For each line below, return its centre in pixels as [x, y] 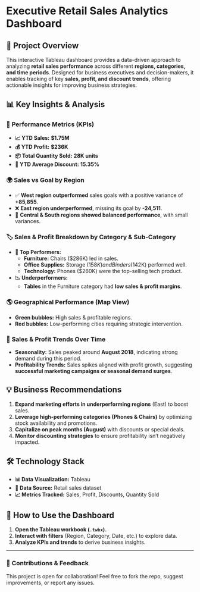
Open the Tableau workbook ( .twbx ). [61, 530]
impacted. [27, 442]
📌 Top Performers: [38, 252]
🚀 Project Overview [43, 46]
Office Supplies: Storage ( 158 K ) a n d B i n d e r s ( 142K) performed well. [105, 265]
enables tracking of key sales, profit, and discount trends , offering [89, 79]
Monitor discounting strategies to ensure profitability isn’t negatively [100, 436]
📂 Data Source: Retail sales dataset [58, 488]
